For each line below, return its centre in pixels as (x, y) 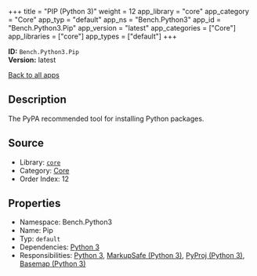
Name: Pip (36, 231)
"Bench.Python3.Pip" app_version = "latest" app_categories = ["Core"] (122, 28)
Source (26, 143)
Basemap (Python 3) (52, 264)
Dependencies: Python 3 (60, 247)
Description (37, 100)
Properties (34, 203)
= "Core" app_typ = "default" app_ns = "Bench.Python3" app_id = (115, 20)
